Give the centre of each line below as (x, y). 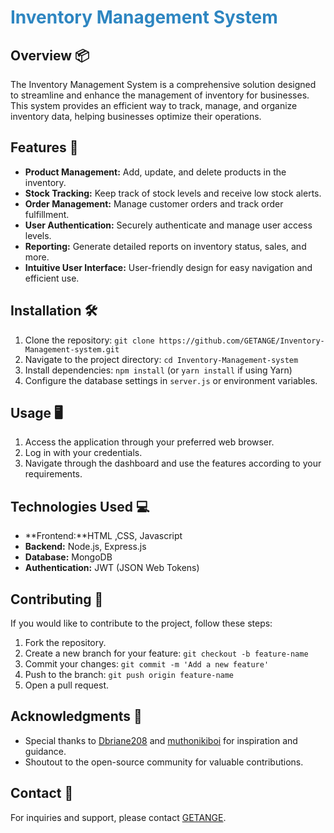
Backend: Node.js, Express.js (85, 547)
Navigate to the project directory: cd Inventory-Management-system (161, 359)
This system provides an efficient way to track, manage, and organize (154, 105)
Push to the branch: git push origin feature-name (129, 675)
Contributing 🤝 (57, 599)
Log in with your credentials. (83, 453)
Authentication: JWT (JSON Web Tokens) (112, 568)
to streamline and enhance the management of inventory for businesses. (160, 95)
